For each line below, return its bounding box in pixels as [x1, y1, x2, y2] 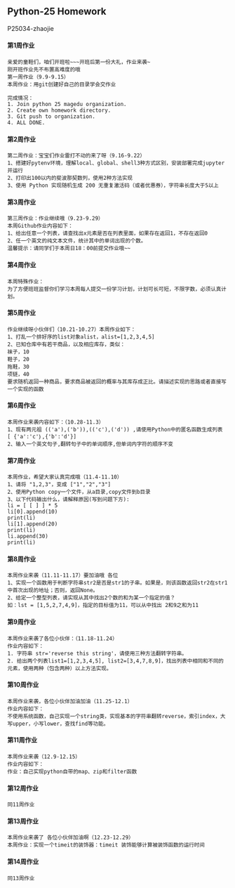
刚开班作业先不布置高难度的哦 [7, 66, 81, 73]
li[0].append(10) [7, 509, 58, 516]
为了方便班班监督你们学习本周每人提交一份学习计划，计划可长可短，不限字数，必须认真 [7, 285, 222, 292]
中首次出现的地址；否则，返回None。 [7, 587, 98, 594]
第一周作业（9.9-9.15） [7, 74, 69, 81]
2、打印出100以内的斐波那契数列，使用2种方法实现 [7, 175, 133, 182]
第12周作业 [7, 783, 39, 792]
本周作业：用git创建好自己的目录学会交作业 [7, 81, 116, 89]
